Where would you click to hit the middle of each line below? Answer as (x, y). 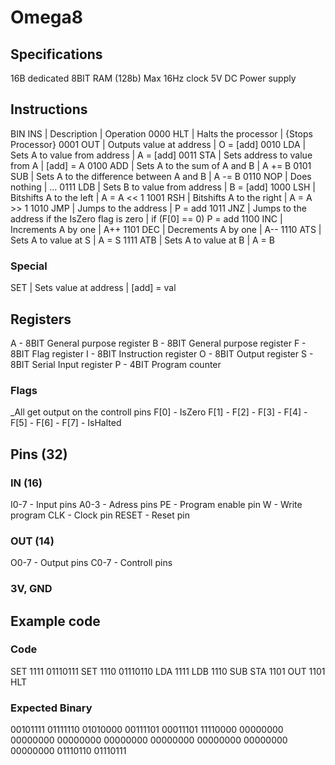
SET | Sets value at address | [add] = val (93, 288)
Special (29, 266)
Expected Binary (51, 708)
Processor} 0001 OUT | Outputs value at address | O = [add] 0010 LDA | (158, 144)
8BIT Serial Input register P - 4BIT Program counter (116, 364)
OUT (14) (32, 541)
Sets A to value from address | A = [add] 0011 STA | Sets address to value (161, 155)
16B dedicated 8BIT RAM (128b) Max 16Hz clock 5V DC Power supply (153, 78)
